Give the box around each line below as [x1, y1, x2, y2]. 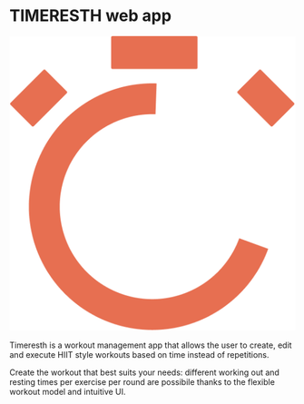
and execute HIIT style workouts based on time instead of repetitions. [9, 350, 270, 360]
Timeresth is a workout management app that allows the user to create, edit [9, 340, 292, 350]
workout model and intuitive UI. [9, 387, 126, 398]
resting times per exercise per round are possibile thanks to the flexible [9, 377, 275, 388]
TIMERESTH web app [9, 5, 172, 26]
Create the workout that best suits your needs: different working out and [9, 367, 279, 378]
